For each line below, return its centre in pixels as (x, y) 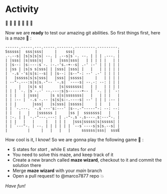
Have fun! (16, 185)
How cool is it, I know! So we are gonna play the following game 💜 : (74, 139)
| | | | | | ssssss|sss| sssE (63, 130)
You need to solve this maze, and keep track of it (63, 154)
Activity (22, 9)
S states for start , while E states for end (54, 149)
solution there (27, 165)
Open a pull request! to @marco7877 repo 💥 (58, 175)
